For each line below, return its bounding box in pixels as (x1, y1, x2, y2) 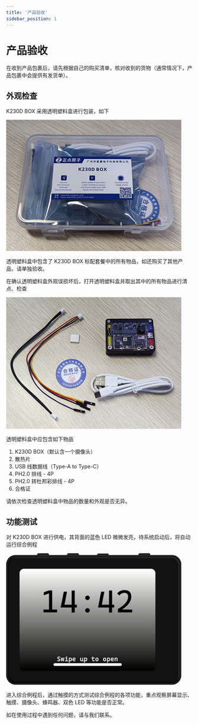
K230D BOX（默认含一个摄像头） (14, 448, 96, 455)
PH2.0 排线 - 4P (14, 470, 54, 477)
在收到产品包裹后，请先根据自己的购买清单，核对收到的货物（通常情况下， (6, 64, 187, 72)
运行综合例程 (6, 541, 37, 548)
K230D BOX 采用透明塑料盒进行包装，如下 (6, 108, 109, 115)
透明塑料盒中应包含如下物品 (6, 435, 74, 443)
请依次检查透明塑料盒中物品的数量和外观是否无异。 (6, 497, 131, 505)
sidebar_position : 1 (6, 15, 57, 22)
